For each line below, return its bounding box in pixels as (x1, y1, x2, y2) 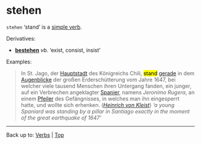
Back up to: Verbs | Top (6, 131, 65, 138)
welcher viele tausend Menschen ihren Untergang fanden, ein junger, (20, 82, 191, 90)
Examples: (6, 58, 32, 65)
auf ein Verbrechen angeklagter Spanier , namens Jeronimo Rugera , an (20, 88, 195, 96)
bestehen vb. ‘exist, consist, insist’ (14, 46, 100, 54)
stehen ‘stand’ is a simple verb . (6, 23, 83, 30)
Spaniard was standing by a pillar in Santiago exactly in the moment (20, 108, 190, 115)
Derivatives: (6, 35, 36, 42)
